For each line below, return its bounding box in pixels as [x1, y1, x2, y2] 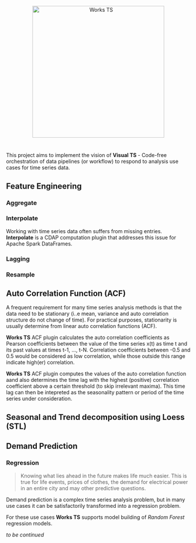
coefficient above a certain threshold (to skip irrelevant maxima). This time [6, 383, 185, 390]
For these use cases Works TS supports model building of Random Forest [6, 513, 185, 521]
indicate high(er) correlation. [6, 359, 75, 366]
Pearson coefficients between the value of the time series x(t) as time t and [6, 340, 188, 347]
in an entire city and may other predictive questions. [20, 484, 146, 491]
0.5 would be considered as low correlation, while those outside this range [6, 353, 185, 360]
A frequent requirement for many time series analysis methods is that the [6, 304, 183, 311]
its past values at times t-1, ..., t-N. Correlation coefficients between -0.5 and [6, 346, 191, 354]
